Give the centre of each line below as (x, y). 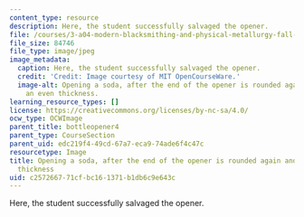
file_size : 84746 (42, 43)
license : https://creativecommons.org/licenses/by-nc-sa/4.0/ (129, 110)
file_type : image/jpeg (52, 52)
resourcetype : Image (48, 152)
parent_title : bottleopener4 (64, 127)
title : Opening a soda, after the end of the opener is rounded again (145, 160)
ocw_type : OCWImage (46, 118)
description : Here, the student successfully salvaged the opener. (139, 26)
